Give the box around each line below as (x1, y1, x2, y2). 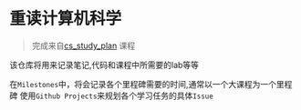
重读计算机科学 (9, 8, 122, 29)
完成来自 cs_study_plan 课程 (31, 40, 136, 51)
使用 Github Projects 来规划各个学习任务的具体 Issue (19, 90, 214, 101)
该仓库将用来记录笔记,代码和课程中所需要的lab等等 (9, 59, 199, 70)
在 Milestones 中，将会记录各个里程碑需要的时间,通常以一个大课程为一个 (9, 78, 276, 89)
